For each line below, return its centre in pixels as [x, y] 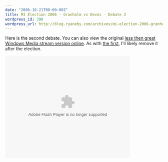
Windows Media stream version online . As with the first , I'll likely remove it [82, 44]
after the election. [23, 49]
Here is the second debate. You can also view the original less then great [80, 38]
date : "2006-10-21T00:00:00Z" [37, 10]
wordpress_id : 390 [24, 19]
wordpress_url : [21, 24]
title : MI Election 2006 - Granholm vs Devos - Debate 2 [66, 15]
